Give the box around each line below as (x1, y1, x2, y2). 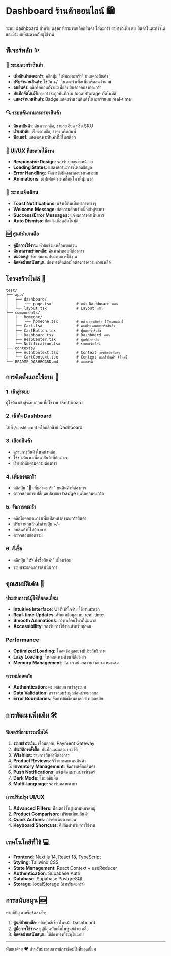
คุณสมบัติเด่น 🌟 (6, 579, 45, 588)
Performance (6, 636, 40, 643)
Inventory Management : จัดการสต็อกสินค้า (13, 763, 96, 769)
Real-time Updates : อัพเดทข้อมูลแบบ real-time (13, 612, 104, 618)
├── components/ (6, 310, 40, 315)
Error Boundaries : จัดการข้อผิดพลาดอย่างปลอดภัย (13, 696, 104, 702)
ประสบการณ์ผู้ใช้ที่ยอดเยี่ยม (6, 594, 58, 602)
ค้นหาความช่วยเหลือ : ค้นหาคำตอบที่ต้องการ (13, 248, 84, 254)
